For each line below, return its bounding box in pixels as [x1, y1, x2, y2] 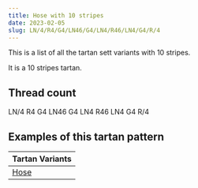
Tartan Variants [12, 153, 73, 164]
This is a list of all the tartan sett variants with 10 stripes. [8, 48, 191, 58]
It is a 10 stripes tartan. [8, 63, 83, 73]
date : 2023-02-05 [8, 19, 65, 27]
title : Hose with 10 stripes [8, 11, 104, 20]
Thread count [8, 86, 77, 100]
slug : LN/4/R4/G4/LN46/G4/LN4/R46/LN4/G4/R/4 [8, 26, 160, 34]
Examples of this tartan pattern [8, 130, 164, 143]
